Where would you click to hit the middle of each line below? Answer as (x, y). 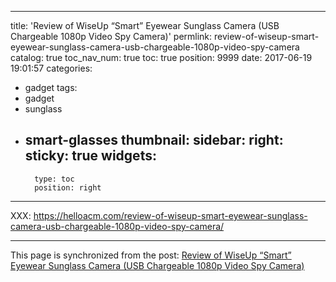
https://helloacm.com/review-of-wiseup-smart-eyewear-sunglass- (170, 215)
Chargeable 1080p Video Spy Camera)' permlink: (111, 36)
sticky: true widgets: (90, 156)
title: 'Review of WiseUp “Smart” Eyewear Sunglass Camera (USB (145, 25)
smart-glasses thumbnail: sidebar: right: (154, 140)
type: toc (54, 179)
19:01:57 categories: (51, 68)
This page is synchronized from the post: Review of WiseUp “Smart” (151, 255)
